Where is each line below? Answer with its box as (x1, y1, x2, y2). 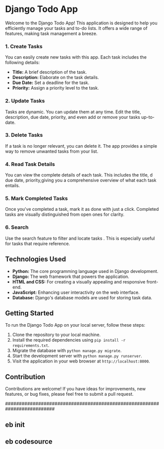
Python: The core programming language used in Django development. (12, 268, 159, 274)
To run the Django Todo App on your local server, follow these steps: (5, 322, 145, 328)
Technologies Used (5, 255, 66, 264)
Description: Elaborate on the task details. (12, 75, 99, 81)
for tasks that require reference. (5, 240, 70, 247)
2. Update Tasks (5, 97, 45, 104)
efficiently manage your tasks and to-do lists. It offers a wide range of (5, 25, 148, 31)
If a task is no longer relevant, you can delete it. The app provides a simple (5, 143, 158, 149)
